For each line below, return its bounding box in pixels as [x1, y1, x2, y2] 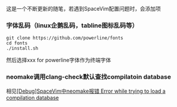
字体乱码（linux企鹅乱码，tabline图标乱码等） [6, 21, 138, 30]
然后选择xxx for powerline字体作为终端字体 [6, 57, 112, 64]
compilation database [6, 94, 59, 101]
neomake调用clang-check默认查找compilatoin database [6, 73, 171, 81]
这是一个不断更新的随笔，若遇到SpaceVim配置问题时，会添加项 [6, 5, 162, 12]
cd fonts [6, 40, 28, 46]
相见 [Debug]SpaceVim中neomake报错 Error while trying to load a [6, 87, 166, 95]
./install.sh [6, 46, 39, 51]
